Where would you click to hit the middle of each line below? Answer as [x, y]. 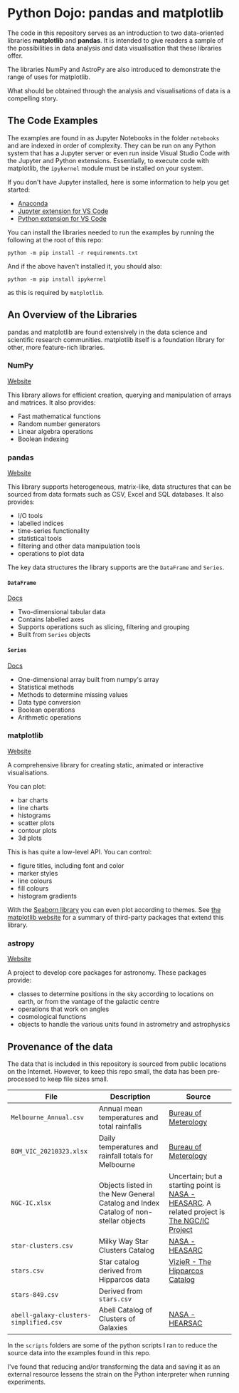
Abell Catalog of [126, 1310]
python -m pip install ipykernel [57, 279]
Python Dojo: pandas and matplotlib [116, 13]
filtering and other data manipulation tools [79, 546]
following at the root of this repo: [55, 239]
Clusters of [117, 1318]
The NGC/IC [189, 1221]
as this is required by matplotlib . [56, 292]
